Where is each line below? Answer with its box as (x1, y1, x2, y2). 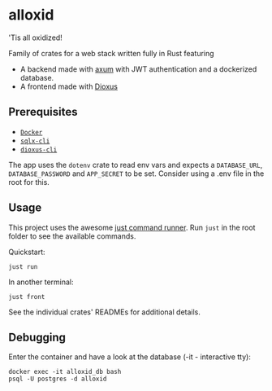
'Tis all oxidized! (8, 33, 63, 42)
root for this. (8, 177, 50, 187)
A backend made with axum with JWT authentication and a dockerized (19, 64, 257, 74)
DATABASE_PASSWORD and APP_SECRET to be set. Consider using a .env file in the (8, 169, 265, 178)
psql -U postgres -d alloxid (8, 375, 107, 384)
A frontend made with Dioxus (19, 81, 118, 91)
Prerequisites (8, 105, 78, 119)
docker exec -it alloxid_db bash (8, 368, 122, 376)
